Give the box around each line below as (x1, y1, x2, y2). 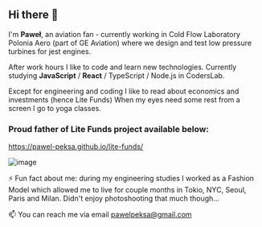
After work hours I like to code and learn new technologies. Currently (8, 62, 237, 72)
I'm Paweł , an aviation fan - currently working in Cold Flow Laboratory (8, 29, 241, 39)
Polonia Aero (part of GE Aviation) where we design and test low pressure (8, 38, 252, 47)
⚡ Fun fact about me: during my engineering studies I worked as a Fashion (8, 174, 255, 184)
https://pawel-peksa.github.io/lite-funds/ (8, 142, 144, 151)
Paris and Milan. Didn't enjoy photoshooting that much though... (8, 194, 219, 204)
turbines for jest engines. (8, 46, 92, 56)
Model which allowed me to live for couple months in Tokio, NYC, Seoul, (8, 185, 247, 195)
